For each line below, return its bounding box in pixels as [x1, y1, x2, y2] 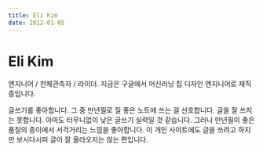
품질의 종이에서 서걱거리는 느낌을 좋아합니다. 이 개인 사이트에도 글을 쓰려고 [8, 125, 237, 135]
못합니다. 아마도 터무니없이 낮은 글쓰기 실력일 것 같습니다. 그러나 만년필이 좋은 [16, 115, 255, 125]
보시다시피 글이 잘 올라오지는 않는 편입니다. [16, 135, 149, 145]
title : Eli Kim [8, 11, 58, 20]
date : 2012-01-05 [8, 19, 65, 27]
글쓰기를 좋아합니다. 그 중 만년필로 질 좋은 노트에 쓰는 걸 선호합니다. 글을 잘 [8, 106, 238, 115]
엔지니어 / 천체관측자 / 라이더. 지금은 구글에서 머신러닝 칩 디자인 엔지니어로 [8, 79, 237, 88]
